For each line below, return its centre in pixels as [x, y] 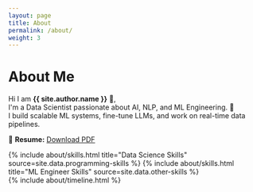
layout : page [30, 15]
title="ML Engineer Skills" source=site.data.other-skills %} [104, 172]
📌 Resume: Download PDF [52, 140]
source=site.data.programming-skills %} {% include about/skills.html [121, 163]
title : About [30, 23]
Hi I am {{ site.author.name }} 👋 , [62, 99]
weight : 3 [25, 38]
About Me [41, 77]
